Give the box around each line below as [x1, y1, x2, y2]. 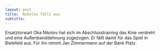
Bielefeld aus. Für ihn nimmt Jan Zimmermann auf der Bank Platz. [5, 40, 137, 46]
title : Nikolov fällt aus [5, 12, 60, 17]
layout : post [5, 7, 32, 12]
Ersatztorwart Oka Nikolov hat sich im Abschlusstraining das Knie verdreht [5, 30, 155, 36]
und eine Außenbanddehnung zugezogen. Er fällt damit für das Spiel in [5, 35, 148, 41]
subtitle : [5, 16, 25, 21]
